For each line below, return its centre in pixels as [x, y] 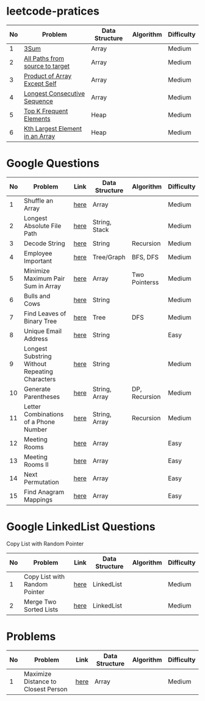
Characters [40, 379]
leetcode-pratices [53, 11]
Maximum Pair [45, 278]
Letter [33, 406]
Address [36, 339]
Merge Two [40, 602]
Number [36, 430]
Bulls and [37, 296]
